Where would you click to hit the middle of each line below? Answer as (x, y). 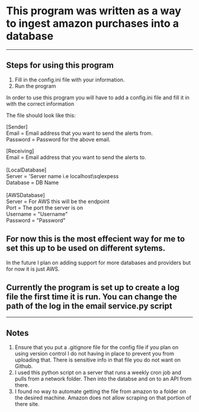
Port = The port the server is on (45, 207)
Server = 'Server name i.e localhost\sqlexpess (62, 176)
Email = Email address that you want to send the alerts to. (76, 157)
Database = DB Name (33, 182)
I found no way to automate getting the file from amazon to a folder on (100, 392)
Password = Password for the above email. (58, 139)
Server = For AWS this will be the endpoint (58, 201)
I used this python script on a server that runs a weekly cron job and (98, 373)
